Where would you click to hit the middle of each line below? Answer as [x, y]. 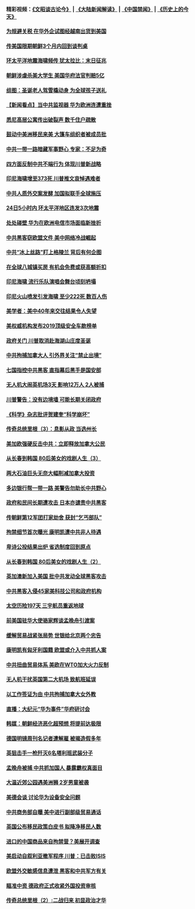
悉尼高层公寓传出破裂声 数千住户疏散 [51, 120]
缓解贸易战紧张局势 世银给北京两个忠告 [54, 635]
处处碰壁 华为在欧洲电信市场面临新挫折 [54, 223]
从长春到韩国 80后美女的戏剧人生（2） [54, 561]
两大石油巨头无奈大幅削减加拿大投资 [51, 473]
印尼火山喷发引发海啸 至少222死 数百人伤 [57, 296]
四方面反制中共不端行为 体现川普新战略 [54, 164]
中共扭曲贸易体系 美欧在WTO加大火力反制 [57, 664]
